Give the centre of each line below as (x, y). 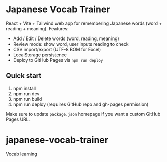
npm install (24, 88)
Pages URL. (18, 119)
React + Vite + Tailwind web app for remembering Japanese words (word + (84, 23)
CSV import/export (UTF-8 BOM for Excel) (57, 49)
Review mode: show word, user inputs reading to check (71, 44)
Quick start (24, 76)
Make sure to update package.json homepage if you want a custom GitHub (83, 114)
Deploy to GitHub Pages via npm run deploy (58, 60)
